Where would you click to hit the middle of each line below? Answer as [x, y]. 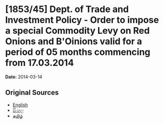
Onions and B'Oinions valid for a [74, 42]
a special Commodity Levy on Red [77, 31]
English [20, 105]
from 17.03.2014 [39, 63]
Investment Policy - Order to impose [82, 20]
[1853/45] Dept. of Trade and [67, 9]
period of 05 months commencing [78, 52]
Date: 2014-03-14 [24, 77]
